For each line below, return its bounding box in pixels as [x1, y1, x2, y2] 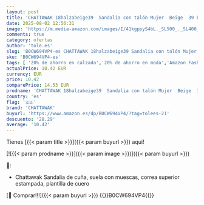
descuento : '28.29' [6, 116, 56, 122]
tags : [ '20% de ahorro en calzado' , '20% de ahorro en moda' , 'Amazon [6, 59, 186, 66]
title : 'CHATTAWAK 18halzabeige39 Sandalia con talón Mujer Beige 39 [6, 15, 194, 21]
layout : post [6, 8, 39, 15]
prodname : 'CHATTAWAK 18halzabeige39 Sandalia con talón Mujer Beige [6, 88, 191, 94]
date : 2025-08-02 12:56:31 [6, 20, 75, 26]
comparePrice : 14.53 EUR [6, 82, 69, 89]
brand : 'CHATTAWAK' [6, 104, 56, 111]
